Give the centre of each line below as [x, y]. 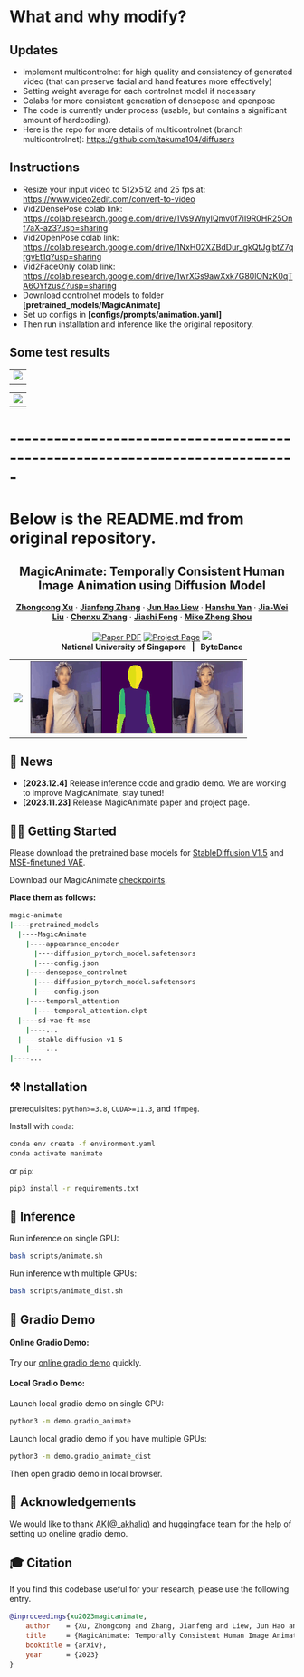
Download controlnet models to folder [93, 295]
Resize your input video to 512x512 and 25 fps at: [114, 189]
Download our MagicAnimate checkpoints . [88, 880]
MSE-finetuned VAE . [47, 863]
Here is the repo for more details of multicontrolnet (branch [133, 129]
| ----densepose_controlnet [76, 973]
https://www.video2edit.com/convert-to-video [109, 199]
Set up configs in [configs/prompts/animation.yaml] [122, 314]
